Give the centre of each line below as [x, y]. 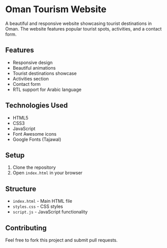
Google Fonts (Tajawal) [37, 139]
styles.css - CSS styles [38, 206]
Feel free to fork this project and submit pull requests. [62, 240]
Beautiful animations [34, 68]
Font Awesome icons [35, 134]
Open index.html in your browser [48, 173]
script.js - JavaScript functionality [50, 212]
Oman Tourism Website [56, 9]
